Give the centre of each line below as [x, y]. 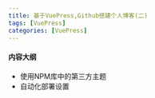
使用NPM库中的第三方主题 [63, 76]
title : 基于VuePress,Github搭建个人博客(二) [78, 16]
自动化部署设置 [44, 86]
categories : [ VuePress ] [48, 30]
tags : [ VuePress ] [37, 23]
